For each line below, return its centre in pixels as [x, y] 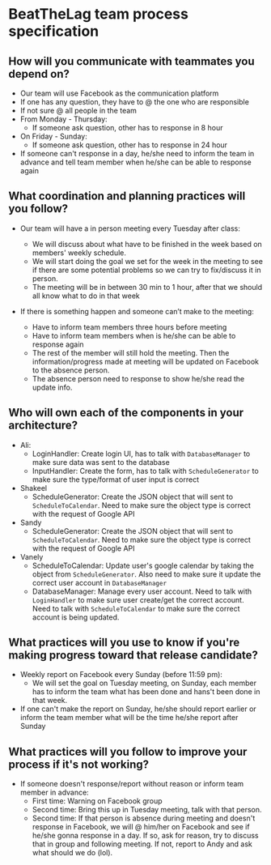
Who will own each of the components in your [126, 413]
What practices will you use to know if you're [124, 643]
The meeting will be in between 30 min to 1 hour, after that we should [147, 287]
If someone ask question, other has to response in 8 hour [127, 128]
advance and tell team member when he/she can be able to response [136, 162]
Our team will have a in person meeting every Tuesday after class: [130, 228]
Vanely [32, 556]
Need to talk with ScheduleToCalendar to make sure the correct [136, 608]
